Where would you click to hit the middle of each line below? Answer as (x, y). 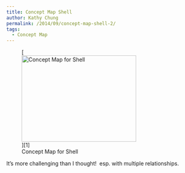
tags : (13, 29)
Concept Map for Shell (50, 152)
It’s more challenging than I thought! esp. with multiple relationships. (92, 164)
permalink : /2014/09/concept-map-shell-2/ (61, 23)
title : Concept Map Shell (39, 12)
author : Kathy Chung (33, 18)
